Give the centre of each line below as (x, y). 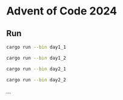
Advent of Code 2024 (62, 11)
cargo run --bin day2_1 (36, 69)
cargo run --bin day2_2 (36, 80)
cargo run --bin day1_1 (36, 47)
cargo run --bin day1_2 (36, 58)
